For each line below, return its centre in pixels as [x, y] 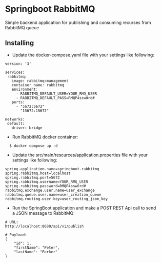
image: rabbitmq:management [40, 81]
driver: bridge [27, 128]
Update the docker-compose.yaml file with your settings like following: [83, 55]
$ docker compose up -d [33, 146]
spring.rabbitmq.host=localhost [38, 173]
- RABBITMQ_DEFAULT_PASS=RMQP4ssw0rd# [55, 98]
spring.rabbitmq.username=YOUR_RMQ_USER [47, 182]
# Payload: [16, 235]
